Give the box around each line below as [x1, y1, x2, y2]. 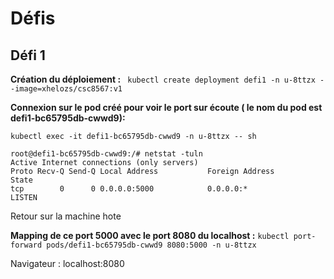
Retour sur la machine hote [10, 210, 122, 222]
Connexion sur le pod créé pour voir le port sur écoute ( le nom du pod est [10, 102, 323, 113]
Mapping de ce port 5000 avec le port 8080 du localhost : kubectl [10, 230, 290, 241]
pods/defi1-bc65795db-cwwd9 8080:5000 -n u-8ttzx [46, 240, 257, 250]
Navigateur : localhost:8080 [10, 258, 125, 269]
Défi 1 [10, 47, 46, 64]
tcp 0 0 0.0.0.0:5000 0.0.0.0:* [10, 184, 248, 194]
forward [10, 240, 43, 250]
